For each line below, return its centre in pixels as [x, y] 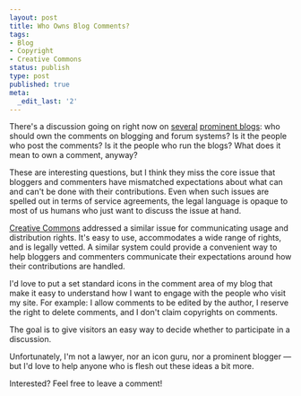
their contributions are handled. [67, 267]
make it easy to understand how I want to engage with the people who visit [148, 294]
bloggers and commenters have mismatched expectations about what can [146, 182]
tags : [19, 34]
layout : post [34, 18]
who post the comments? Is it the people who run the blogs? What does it [145, 145]
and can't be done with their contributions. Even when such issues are [139, 192]
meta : [19, 92]
